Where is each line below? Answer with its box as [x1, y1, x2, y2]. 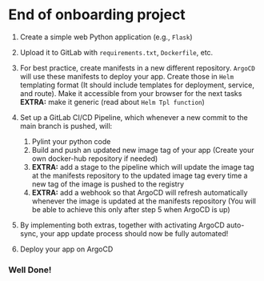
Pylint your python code [31, 136, 111, 146]
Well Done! [8, 264, 52, 275]
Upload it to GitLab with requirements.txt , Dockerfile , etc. [19, 47, 214, 57]
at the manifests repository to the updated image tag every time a [31, 171, 248, 180]
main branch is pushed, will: [19, 121, 113, 130]
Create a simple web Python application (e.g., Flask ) [19, 32, 194, 42]
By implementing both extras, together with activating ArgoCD [19, 220, 226, 230]
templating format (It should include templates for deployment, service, [19, 80, 254, 90]
